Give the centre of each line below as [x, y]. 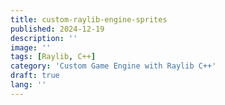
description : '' [44, 38]
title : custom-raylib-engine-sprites [89, 19]
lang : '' [28, 85]
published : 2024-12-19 [57, 29]
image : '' [31, 47]
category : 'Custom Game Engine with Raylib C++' [113, 66]
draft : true [35, 76]
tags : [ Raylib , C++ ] [53, 57]
